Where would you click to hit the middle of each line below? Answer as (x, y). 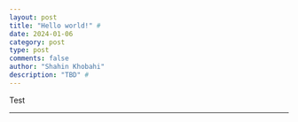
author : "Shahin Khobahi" (57, 67)
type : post (29, 50)
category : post (37, 42)
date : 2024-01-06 (41, 34)
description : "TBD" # (49, 75)
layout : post (33, 17)
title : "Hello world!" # (55, 26)
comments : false (39, 58)
